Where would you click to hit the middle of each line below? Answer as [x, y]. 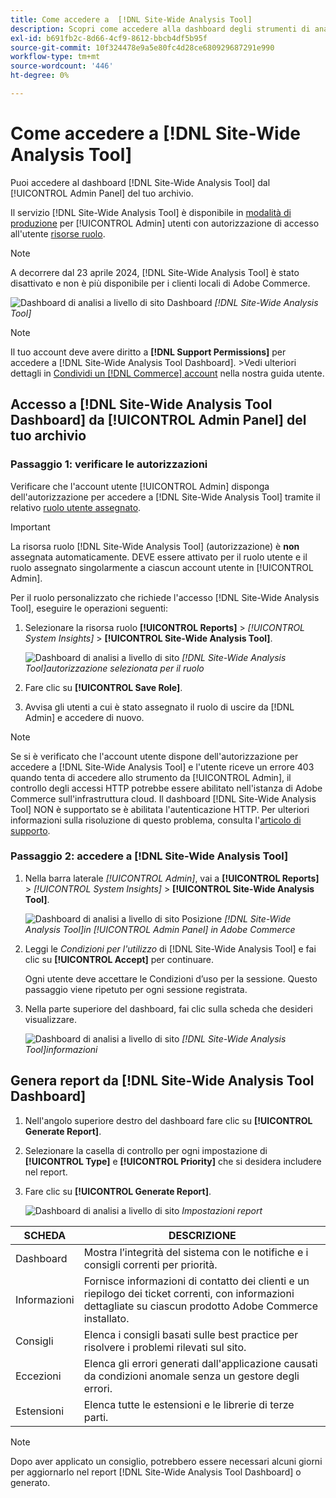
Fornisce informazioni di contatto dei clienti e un [196, 1281]
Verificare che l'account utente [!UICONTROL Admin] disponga [140, 486]
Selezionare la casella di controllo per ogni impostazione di [146, 1150]
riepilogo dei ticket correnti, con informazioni [189, 1293]
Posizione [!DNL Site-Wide [236, 918]
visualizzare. [50, 1019]
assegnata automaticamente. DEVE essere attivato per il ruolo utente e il [159, 557]
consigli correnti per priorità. [150, 1264]
